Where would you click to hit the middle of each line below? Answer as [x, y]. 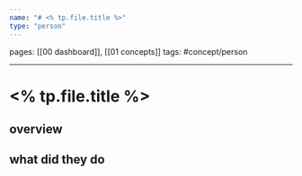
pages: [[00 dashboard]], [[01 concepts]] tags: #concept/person [129, 51]
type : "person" [38, 26]
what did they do [57, 159]
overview [36, 130]
